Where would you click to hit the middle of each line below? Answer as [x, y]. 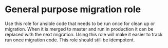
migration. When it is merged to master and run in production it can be [79, 29]
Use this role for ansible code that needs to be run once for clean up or [80, 23]
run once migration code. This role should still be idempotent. [70, 40]
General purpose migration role [73, 9]
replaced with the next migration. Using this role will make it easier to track [84, 34]
